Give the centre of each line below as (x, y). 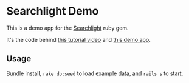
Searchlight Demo (53, 11)
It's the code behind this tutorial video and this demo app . (78, 39)
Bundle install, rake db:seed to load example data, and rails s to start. (95, 73)
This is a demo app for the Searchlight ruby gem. (67, 28)
